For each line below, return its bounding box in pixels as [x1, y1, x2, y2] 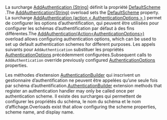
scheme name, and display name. [5, 109, 74, 115]
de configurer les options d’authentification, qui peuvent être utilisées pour [5, 20, 159, 26]
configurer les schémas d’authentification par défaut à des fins [5, 25, 134, 31]
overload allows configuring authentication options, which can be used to [5, 36, 156, 42]
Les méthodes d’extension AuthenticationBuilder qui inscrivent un [5, 72, 140, 78]
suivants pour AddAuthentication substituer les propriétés [5, 47, 124, 52]
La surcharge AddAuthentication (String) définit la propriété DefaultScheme [5, 4, 161, 10]
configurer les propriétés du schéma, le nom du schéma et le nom [5, 99, 141, 104]
